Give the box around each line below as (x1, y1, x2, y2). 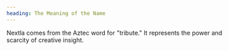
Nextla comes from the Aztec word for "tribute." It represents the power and (6, 29, 223, 37)
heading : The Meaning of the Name (6, 10, 106, 17)
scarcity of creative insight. (6, 35, 84, 44)
